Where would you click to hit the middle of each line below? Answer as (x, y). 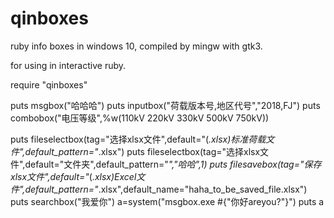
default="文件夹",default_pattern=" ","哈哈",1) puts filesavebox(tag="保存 (173, 164)
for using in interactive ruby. (68, 65)
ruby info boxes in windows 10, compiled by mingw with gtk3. (136, 46)
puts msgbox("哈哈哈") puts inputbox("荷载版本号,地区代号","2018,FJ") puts (165, 105)
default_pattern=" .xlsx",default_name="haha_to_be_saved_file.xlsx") (166, 189)
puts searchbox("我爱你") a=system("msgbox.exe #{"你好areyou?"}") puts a (167, 201)
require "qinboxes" (49, 84)
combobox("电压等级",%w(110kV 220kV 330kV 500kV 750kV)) (140, 118)
